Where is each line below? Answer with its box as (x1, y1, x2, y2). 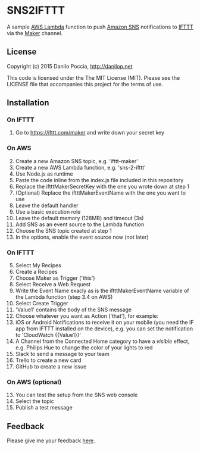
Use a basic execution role (15, 208, 81, 215)
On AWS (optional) (7, 377, 62, 386)
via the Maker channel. (7, 29, 63, 36)
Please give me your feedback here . (7, 437, 96, 444)
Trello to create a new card (15, 357, 82, 364)
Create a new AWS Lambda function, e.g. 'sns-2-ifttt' (15, 164, 146, 171)
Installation (7, 98, 49, 108)
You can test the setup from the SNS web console (15, 391, 138, 399)
